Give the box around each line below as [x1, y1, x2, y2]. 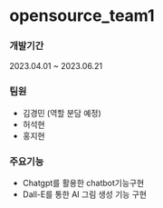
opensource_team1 [9, 5, 156, 26]
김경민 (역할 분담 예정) [22, 107, 101, 118]
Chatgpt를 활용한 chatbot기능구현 [22, 178, 145, 189]
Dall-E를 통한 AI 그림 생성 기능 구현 [22, 189, 148, 200]
